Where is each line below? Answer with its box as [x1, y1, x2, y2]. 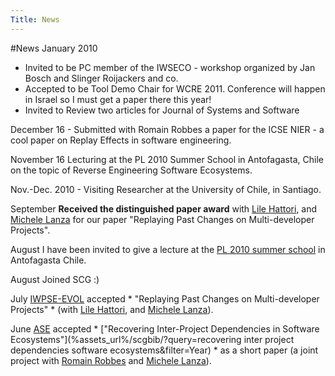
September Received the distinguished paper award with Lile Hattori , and [10, 202, 318, 215]
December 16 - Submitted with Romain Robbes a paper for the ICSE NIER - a [10, 123, 325, 135]
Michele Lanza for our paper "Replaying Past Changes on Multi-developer [10, 213, 315, 225]
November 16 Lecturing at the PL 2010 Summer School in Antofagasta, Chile [10, 153, 324, 165]
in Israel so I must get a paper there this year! [24, 93, 212, 105]
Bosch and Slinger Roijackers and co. [24, 72, 179, 84]
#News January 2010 [10, 42, 98, 54]
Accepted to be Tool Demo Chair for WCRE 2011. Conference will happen [24, 82, 326, 95]
